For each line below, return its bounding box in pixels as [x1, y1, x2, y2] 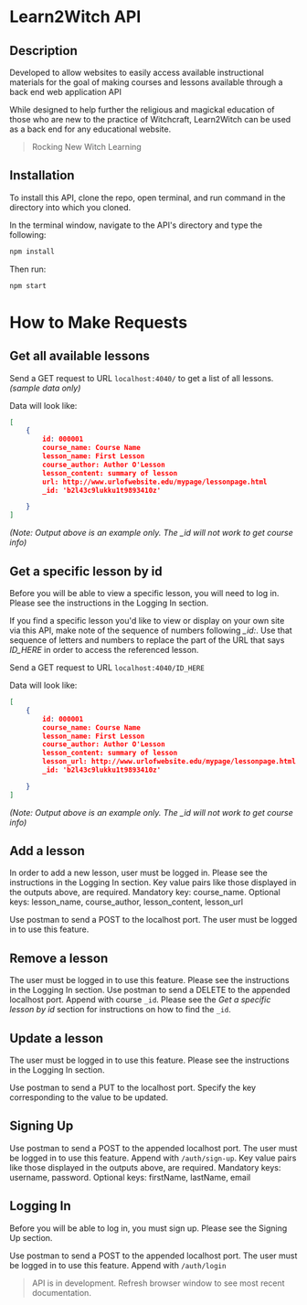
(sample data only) [9, 382, 81, 393]
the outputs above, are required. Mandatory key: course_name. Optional [9, 887, 281, 898]
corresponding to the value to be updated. [9, 1092, 169, 1103]
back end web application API [9, 87, 122, 97]
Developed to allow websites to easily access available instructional [9, 67, 265, 78]
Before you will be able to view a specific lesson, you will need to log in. [9, 588, 280, 598]
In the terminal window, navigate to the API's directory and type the [9, 219, 263, 230]
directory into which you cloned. [9, 201, 132, 212]
